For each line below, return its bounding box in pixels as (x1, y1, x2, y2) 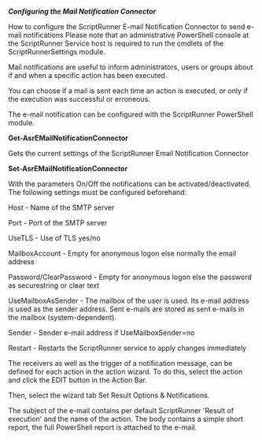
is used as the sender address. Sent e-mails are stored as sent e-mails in (8, 304, 245, 314)
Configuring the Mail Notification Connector (8, 7, 157, 16)
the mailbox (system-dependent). (8, 313, 116, 322)
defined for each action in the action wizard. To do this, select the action (8, 367, 243, 376)
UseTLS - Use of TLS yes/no (8, 233, 101, 243)
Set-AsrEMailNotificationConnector (8, 164, 128, 173)
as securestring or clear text (8, 281, 100, 290)
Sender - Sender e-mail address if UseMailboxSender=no (8, 328, 195, 337)
